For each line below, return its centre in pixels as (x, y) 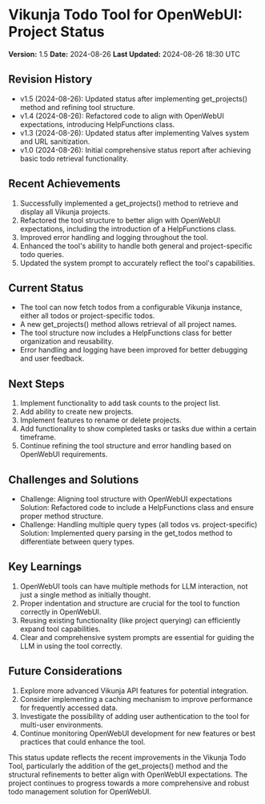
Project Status (57, 32)
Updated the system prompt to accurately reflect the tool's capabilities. (137, 263)
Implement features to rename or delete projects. (100, 420)
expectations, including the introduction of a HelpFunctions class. (128, 229)
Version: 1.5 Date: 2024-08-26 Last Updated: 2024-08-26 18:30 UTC (124, 54)
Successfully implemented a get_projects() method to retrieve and (129, 203)
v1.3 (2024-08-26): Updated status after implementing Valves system (135, 133)
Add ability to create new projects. (76, 412)
